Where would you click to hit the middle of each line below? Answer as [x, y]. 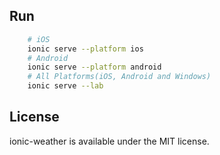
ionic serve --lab [65, 86]
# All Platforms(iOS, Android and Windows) [119, 77]
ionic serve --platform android [94, 67]
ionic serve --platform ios [85, 49]
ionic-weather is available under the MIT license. [109, 141]
